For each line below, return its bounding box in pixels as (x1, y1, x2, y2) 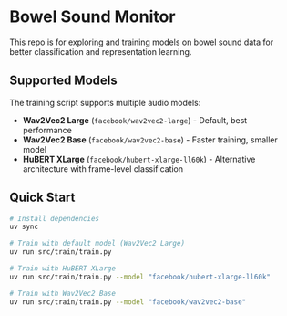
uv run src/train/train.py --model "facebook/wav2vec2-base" (9, 297, 247, 307)
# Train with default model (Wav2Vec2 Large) (9, 239, 185, 248)
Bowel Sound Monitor (9, 6, 176, 27)
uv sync (9, 222, 39, 232)
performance (22, 124, 73, 135)
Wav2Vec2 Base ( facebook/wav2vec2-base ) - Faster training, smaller (22, 134, 278, 145)
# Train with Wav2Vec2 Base (9, 289, 117, 298)
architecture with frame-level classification (22, 163, 184, 174)
